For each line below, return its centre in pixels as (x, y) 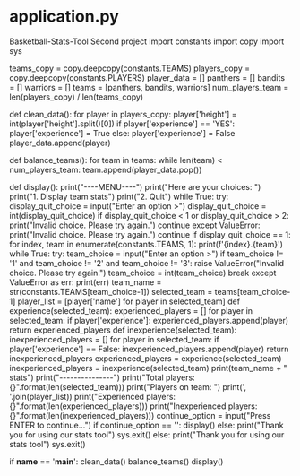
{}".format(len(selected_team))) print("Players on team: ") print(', (128, 386)
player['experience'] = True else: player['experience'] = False (122, 133)
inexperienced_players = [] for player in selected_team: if (114, 339)
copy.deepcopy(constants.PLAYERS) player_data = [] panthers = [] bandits (147, 77)
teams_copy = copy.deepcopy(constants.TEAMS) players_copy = (130, 68)
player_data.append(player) (60, 143)
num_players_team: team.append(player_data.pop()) (106, 169)
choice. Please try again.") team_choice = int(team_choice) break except (143, 273)
